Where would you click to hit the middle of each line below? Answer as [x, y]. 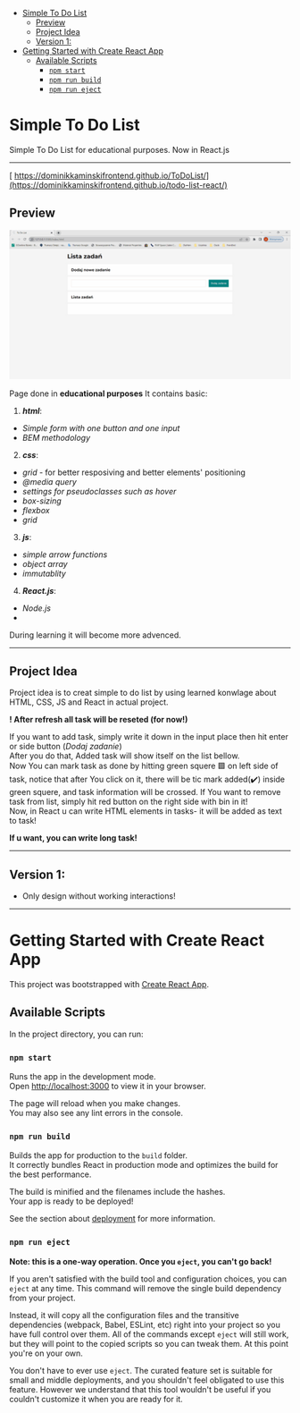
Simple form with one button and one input [101, 427]
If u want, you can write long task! [73, 838]
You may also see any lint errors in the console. [96, 1113]
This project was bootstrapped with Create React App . [109, 985]
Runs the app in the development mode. [83, 1077]
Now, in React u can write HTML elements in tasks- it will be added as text [146, 811]
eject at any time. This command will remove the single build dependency [146, 1288]
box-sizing [42, 501]
